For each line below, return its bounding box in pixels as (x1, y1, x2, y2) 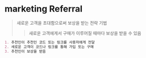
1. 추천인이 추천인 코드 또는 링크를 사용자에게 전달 (4, 40, 95, 44)
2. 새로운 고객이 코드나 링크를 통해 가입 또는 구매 (4, 44, 94, 49)
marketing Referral (4, 3, 83, 14)
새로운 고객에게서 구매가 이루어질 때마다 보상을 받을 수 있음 (28, 30, 142, 36)
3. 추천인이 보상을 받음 (4, 49, 46, 54)
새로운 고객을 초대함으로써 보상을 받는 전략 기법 (16, 20, 107, 26)
